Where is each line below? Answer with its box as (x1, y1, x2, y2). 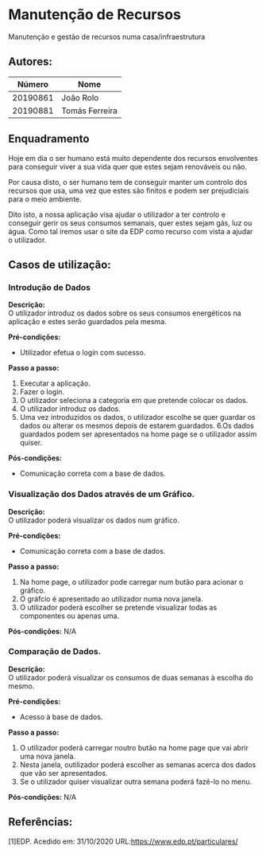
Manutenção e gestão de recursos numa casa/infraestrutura (8, 32, 206, 41)
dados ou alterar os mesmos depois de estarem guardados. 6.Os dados (19, 421, 254, 431)
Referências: (8, 815, 73, 829)
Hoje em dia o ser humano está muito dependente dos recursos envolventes (8, 153, 258, 163)
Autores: (8, 55, 53, 69)
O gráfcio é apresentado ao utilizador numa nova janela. (19, 593, 204, 603)
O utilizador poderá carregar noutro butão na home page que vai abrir (19, 742, 249, 752)
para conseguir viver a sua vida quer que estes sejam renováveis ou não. (8, 162, 248, 171)
